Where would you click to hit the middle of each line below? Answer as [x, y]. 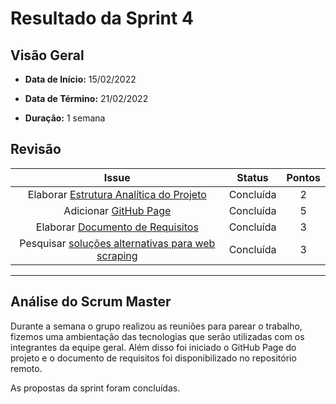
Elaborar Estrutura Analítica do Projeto [117, 194]
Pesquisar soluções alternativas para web [117, 243]
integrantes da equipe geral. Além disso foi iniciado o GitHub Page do [153, 347]
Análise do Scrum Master [91, 302]
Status [252, 177]
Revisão [36, 149]
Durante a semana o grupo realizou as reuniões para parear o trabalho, [156, 326]
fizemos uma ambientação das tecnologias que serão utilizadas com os [157, 336]
